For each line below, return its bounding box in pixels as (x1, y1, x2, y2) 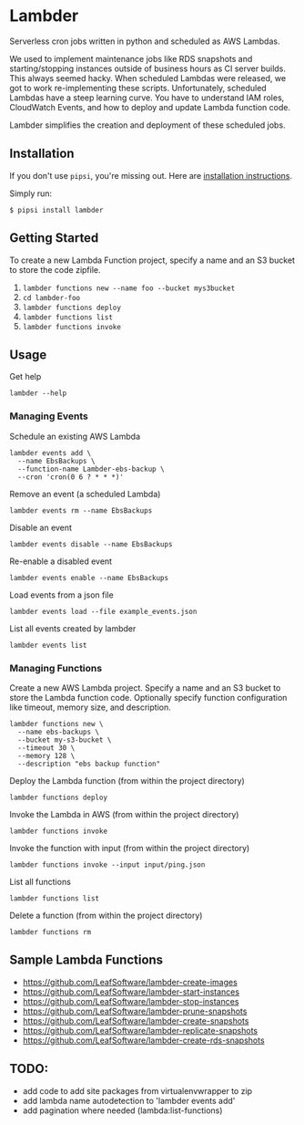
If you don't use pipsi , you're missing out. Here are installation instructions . (9, 170, 293, 181)
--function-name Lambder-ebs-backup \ (17, 464, 166, 474)
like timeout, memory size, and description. (9, 702, 171, 713)
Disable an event (9, 522, 73, 533)
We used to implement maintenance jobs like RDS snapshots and (9, 53, 253, 64)
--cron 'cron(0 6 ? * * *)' (17, 472, 125, 482)
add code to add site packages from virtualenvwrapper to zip (22, 1085, 253, 1096)
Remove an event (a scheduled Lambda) (9, 488, 161, 499)
